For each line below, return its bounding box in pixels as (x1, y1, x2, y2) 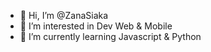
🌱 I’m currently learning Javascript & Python (19, 31, 202, 42)
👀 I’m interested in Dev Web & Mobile (19, 20, 173, 32)
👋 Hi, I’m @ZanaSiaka (19, 10, 109, 21)
